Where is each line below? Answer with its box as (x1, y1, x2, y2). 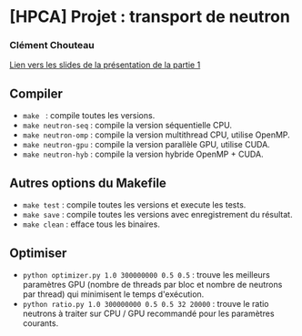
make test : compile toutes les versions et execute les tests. (22, 199, 247, 210)
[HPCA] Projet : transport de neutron (9, 6, 291, 27)
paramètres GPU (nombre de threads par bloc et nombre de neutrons (22, 279, 283, 290)
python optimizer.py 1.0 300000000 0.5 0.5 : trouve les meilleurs (22, 269, 270, 280)
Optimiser (9, 245, 67, 260)
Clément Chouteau (9, 39, 95, 52)
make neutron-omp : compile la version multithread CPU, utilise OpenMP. (22, 129, 291, 140)
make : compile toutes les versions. (22, 110, 156, 121)
